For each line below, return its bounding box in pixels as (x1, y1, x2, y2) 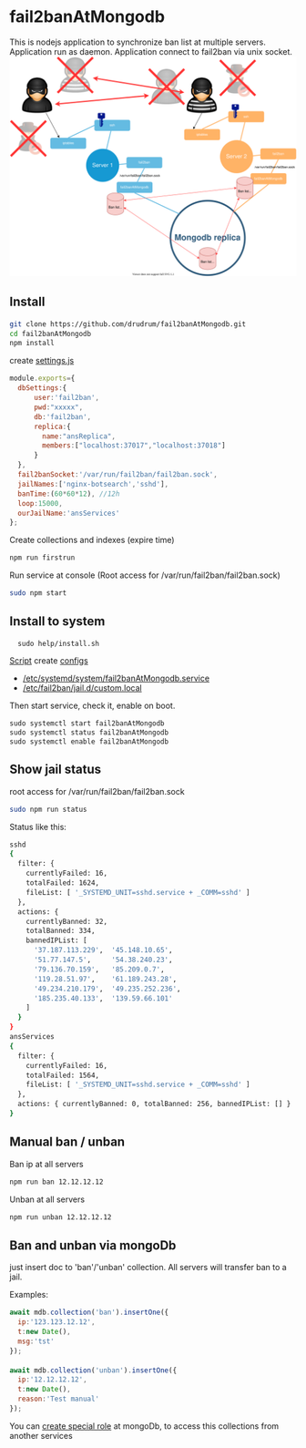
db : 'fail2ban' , (33, 412, 92, 421)
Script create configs (9, 654, 88, 666)
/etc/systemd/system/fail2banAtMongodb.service (22, 673, 210, 683)
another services (9, 1430, 73, 1441)
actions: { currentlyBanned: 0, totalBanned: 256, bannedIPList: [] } (17, 1100, 291, 1109)
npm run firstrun (9, 553, 76, 562)
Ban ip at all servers (9, 1158, 84, 1169)
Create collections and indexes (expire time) (9, 535, 175, 546)
